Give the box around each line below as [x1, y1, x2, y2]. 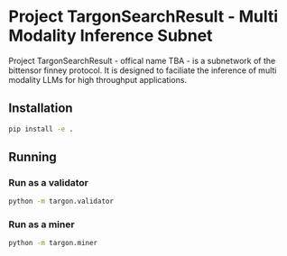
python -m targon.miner [8, 239, 98, 248]
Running [8, 150, 58, 165]
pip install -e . [8, 124, 74, 133]
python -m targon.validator [8, 197, 115, 206]
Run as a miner [8, 218, 75, 231]
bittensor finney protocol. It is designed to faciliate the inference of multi [8, 65, 277, 76]
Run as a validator [8, 176, 89, 188]
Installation [8, 101, 73, 116]
